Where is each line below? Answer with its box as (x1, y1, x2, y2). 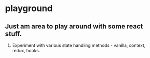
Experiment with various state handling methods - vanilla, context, (12, 43, 146, 48)
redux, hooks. (12, 48, 40, 53)
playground (5, 3, 53, 14)
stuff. (5, 29, 22, 38)
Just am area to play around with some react (5, 22, 143, 30)
